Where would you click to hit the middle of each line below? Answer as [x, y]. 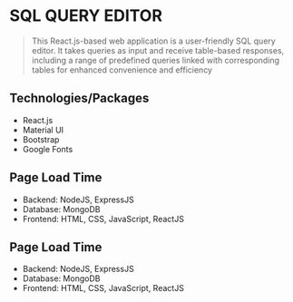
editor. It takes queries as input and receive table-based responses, [158, 50]
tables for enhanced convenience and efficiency [122, 70]
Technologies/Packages [79, 98]
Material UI [43, 130]
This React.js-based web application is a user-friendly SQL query [154, 41]
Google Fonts [48, 149]
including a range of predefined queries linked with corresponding [155, 60]
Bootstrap [41, 139]
